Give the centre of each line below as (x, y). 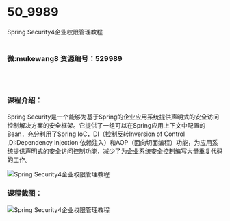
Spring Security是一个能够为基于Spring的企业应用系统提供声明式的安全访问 (113, 117)
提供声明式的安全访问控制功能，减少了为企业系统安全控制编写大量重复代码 (118, 151)
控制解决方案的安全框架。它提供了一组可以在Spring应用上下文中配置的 (106, 125)
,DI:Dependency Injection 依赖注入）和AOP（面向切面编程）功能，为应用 (110, 142)
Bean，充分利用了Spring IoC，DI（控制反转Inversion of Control (96, 134)
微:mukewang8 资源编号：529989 (65, 58)
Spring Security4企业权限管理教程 (55, 32)
